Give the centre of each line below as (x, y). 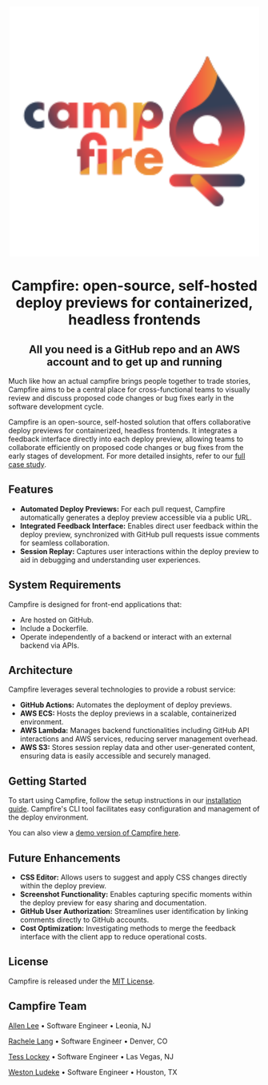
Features (31, 490)
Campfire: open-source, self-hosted (134, 286)
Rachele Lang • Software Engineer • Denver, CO (88, 1041)
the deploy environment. (49, 817)
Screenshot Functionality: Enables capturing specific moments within (136, 895)
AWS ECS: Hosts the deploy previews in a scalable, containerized (128, 713)
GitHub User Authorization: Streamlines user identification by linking (134, 911)
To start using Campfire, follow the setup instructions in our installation (125, 800)
